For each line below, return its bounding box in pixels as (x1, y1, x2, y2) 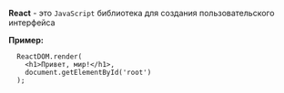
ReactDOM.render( (16, 52, 83, 61)
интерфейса (8, 17, 56, 28)
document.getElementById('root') (25, 68, 152, 77)
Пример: (8, 35, 45, 45)
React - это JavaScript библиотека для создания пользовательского (8, 8, 275, 18)
